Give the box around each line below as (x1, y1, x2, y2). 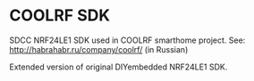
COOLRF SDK (9, 5, 110, 26)
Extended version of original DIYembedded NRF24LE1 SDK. (9, 61, 228, 72)
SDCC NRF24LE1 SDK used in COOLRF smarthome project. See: (9, 35, 246, 45)
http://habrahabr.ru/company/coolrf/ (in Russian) (9, 44, 189, 54)
